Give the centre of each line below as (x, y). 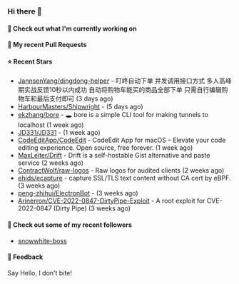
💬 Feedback (25, 257)
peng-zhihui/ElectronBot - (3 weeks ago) (78, 193)
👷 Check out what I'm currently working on (72, 29)
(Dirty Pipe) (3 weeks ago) (92, 208)
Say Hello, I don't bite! (40, 273)
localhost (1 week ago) (51, 125)
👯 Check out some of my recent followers (70, 225)
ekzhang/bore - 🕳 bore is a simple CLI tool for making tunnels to (113, 115)
